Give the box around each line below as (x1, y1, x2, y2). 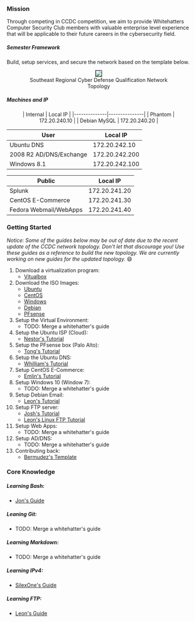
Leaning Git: (6, 511, 37, 518)
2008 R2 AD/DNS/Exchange (9, 151, 88, 159)
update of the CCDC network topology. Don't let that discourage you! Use (6, 242, 184, 250)
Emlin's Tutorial (23, 372, 61, 380)
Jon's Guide (15, 497, 44, 504)
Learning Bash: (6, 483, 45, 490)
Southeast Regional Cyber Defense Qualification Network (29, 77, 168, 84)
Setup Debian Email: (15, 391, 64, 398)
